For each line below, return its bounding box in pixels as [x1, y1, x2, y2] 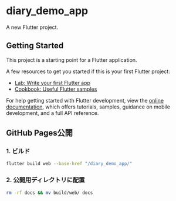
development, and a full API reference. [6, 109, 99, 116]
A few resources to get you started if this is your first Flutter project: [6, 68, 170, 75]
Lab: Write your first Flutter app [14, 79, 91, 86]
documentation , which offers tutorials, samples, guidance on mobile [6, 103, 170, 110]
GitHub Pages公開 [6, 128, 73, 138]
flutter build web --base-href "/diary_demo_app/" [6, 161, 133, 167]
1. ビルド [6, 147, 31, 156]
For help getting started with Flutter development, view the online [6, 97, 164, 104]
